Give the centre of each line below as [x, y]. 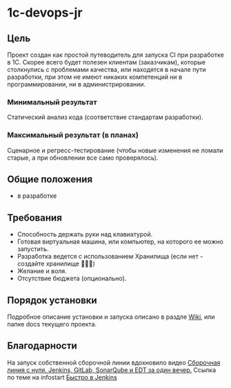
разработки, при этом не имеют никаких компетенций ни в [95, 77]
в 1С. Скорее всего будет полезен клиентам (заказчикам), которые [106, 62]
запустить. [33, 249]
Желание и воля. [42, 271]
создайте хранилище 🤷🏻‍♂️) [56, 264]
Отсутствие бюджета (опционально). [72, 279]
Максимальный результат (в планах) [73, 135]
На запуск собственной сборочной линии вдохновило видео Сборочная [114, 362]
